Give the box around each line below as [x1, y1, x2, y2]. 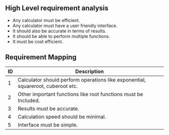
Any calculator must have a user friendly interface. [12, 22, 118, 28]
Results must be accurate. [18, 105, 79, 112]
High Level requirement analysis [5, 4, 109, 12]
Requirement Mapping [5, 53, 77, 61]
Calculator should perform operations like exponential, [18, 76, 146, 83]
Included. [18, 97, 40, 104]
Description [75, 67, 104, 74]
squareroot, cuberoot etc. [18, 82, 78, 89]
